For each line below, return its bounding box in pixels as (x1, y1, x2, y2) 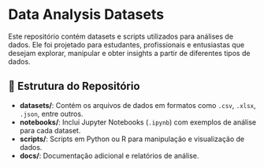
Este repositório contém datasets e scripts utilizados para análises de (8, 32, 234, 41)
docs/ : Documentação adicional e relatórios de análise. (19, 151, 199, 160)
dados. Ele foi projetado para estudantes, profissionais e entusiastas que (8, 39, 245, 49)
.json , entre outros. (19, 109, 84, 118)
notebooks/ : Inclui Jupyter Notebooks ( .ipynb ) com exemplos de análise (19, 117, 257, 127)
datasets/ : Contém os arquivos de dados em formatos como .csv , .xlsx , (19, 100, 256, 110)
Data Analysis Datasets (8, 6, 164, 24)
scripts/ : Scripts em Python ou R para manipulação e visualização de (19, 134, 245, 144)
